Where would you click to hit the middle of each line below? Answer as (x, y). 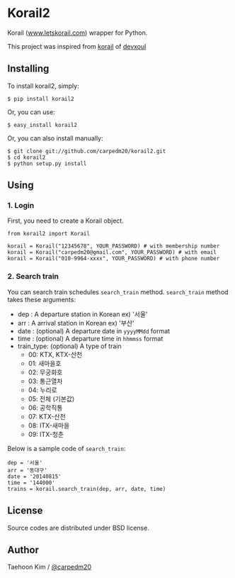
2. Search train (33, 277)
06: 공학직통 (45, 407)
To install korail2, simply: (43, 86)
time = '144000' (31, 483)
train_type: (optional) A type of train (69, 346)
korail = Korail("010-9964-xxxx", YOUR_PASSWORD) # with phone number (114, 259)
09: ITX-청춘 (46, 434)
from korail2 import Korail (49, 234)
